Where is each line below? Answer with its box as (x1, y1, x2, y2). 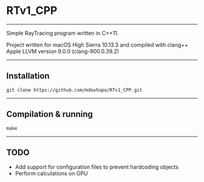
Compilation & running (6, 109, 93, 120)
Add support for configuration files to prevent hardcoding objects (15, 163, 179, 170)
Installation (6, 71, 50, 81)
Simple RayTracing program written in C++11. (6, 29, 119, 36)
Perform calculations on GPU (15, 170, 88, 177)
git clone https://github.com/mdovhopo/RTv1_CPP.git (6, 87, 143, 93)
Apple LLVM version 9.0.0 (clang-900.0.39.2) (6, 47, 120, 55)
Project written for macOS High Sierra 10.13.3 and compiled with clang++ (6, 41, 188, 49)
